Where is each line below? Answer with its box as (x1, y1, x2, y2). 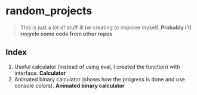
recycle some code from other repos (20, 30, 113, 37)
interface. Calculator (14, 69, 66, 77)
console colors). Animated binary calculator (14, 82, 125, 89)
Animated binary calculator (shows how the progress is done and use (14, 75, 186, 83)
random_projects (5, 4, 93, 18)
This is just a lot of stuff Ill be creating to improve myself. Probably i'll (20, 24, 192, 31)
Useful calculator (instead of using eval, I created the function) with (14, 63, 180, 70)
